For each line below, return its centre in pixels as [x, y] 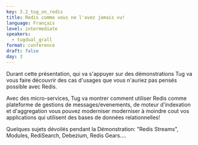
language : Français [31, 23]
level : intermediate [32, 29]
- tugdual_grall [32, 40]
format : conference [31, 46]
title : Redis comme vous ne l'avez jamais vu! [66, 17]
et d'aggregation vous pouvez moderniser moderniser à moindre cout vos [98, 111]
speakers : [19, 34]
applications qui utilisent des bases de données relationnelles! [83, 117]
